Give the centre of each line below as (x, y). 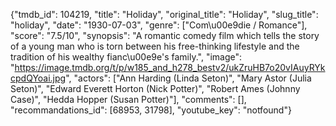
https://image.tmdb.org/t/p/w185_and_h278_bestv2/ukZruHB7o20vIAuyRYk (170, 67)
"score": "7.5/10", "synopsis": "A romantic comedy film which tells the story (165, 35)
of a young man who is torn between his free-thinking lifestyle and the (155, 46)
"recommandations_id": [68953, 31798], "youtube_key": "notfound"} (151, 110)
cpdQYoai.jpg (38, 78)
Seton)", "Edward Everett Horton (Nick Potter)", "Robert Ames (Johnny (155, 88)
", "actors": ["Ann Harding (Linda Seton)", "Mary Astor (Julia (188, 78)
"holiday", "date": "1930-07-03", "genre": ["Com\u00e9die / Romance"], (159, 25)
